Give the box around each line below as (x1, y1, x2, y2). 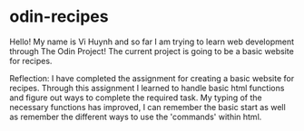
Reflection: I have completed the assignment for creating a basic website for (9, 72, 295, 83)
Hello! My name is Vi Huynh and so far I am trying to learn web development (9, 36, 295, 47)
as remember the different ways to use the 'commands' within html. (9, 111, 262, 122)
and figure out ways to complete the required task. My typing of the (9, 92, 263, 103)
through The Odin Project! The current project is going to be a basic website (9, 45, 295, 56)
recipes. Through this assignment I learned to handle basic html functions (9, 82, 285, 93)
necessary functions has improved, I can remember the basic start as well (9, 101, 286, 112)
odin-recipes (9, 6, 109, 27)
